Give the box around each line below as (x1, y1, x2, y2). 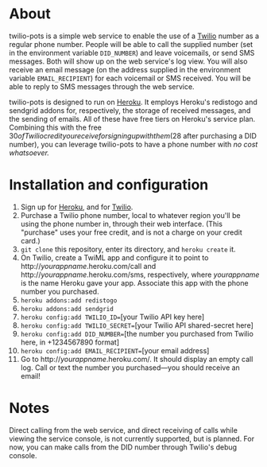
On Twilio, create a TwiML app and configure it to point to (20, 252, 209, 263)
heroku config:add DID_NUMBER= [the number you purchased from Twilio (20, 329, 253, 338)
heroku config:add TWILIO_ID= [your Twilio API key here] (20, 312, 205, 321)
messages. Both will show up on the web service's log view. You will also (9, 56, 248, 66)
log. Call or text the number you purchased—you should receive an (20, 363, 241, 372)
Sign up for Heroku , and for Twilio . (20, 202, 133, 212)
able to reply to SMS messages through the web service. (9, 81, 195, 91)
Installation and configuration (9, 176, 209, 194)
